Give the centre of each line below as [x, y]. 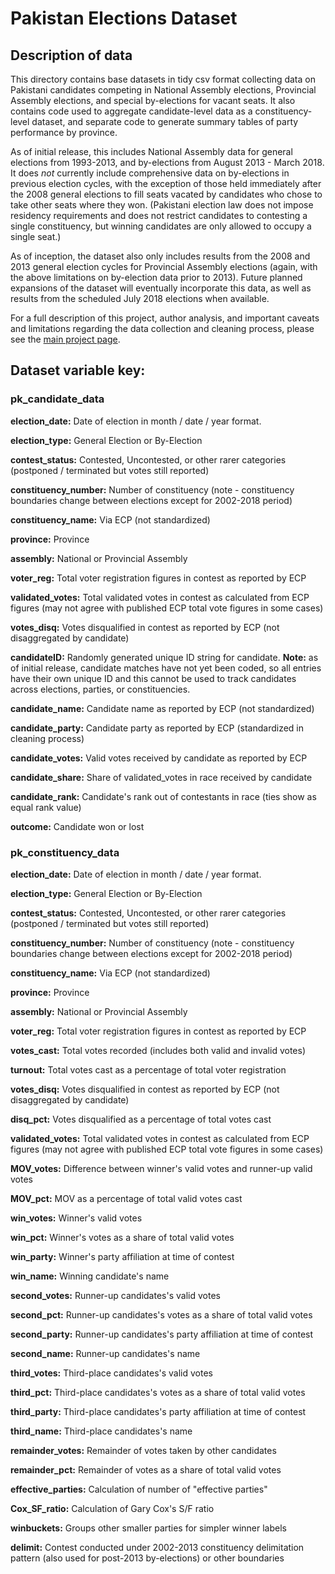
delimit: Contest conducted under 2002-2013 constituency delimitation [157, 1547]
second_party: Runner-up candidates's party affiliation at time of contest [162, 1334]
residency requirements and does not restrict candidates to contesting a [159, 215]
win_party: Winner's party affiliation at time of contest [122, 1256]
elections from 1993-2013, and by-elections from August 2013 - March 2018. [167, 162]
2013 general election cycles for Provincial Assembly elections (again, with [164, 266]
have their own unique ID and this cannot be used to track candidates [153, 678]
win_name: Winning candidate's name [90, 1276]
